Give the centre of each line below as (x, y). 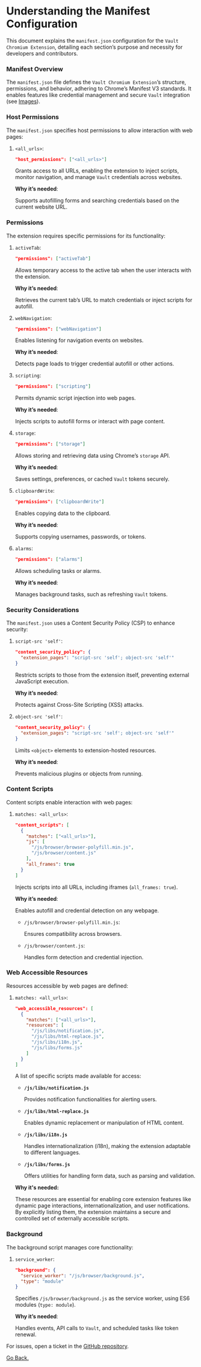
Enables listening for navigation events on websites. (79, 340)
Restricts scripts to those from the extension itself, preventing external (102, 675)
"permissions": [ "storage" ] (50, 444)
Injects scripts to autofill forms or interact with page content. (90, 421)
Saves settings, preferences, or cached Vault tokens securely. (92, 479)
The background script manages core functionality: (70, 1247)
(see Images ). (23, 101)
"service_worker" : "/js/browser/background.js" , (83, 1276)
